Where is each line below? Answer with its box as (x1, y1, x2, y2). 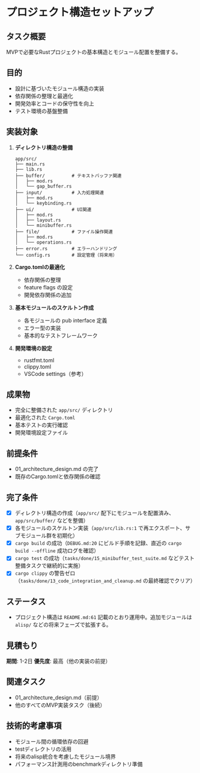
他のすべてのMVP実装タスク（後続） (14, 701, 106, 709)
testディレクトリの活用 (14, 745, 72, 753)
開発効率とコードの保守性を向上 (14, 100, 94, 107)
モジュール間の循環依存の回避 (14, 738, 89, 745)
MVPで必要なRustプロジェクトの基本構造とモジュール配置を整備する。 (6, 49, 181, 55)
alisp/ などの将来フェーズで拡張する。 (14, 621, 112, 629)
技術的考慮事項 (6, 721, 62, 731)
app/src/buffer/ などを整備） (14, 517, 89, 524)
